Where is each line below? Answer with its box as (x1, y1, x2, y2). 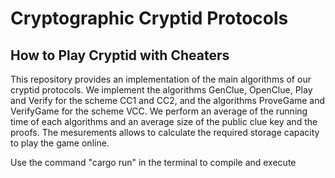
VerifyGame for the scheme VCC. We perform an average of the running (10, 105, 308, 117)
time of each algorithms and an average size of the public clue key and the (10, 116, 318, 127)
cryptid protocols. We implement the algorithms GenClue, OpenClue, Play (10, 84, 313, 96)
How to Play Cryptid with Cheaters (10, 47, 230, 64)
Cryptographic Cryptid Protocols (10, 7, 289, 30)
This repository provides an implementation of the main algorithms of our (10, 73, 312, 85)
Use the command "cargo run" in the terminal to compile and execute (10, 157, 297, 168)
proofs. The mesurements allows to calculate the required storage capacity (10, 127, 320, 138)
